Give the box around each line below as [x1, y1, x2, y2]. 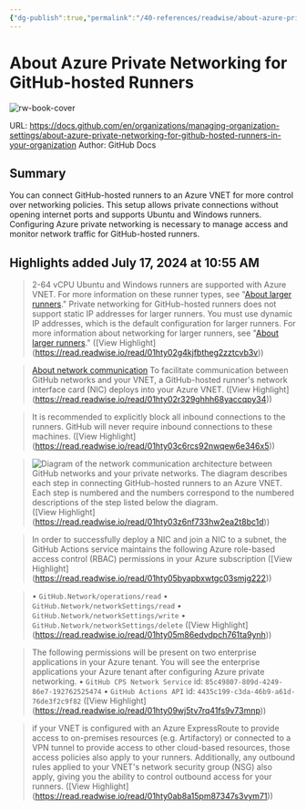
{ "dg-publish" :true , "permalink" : [9, 13, 137, 23]
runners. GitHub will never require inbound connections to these [31, 421, 273, 432]
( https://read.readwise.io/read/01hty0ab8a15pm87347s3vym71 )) [31, 791, 273, 802]
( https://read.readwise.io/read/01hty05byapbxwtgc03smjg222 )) [31, 573, 272, 584]
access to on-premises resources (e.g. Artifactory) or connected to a [31, 732, 291, 743]
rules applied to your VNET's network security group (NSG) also [31, 762, 273, 773]
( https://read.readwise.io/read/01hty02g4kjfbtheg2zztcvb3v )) [31, 348, 264, 358]
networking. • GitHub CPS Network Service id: [31, 676, 203, 687]
